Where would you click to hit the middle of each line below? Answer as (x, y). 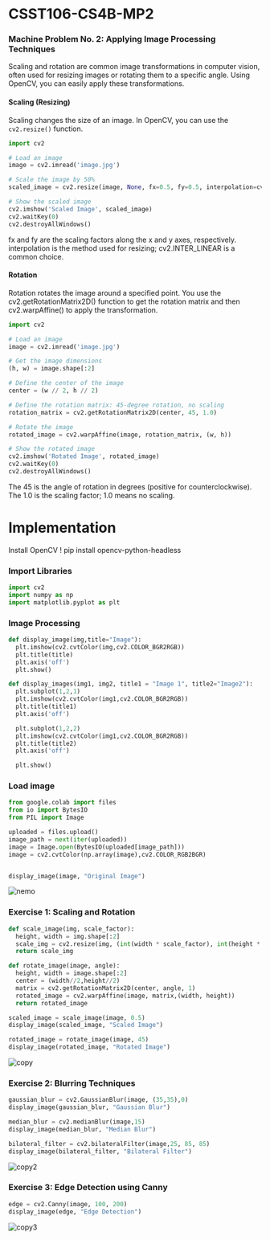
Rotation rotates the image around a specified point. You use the (115, 293)
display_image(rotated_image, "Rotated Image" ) (90, 1047)
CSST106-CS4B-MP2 (81, 14)
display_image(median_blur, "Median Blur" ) (82, 1129)
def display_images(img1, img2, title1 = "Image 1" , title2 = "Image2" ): (131, 684)
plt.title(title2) (47, 743)
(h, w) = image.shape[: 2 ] (51, 369)
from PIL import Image (46, 818)
